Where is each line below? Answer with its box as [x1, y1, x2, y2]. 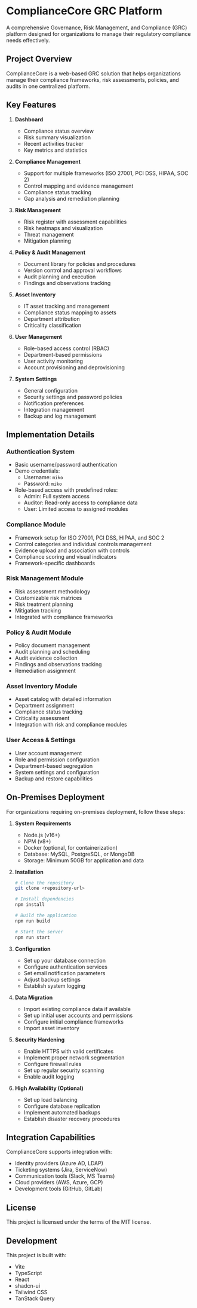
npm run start [14, 934, 50, 941]
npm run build [14, 918, 50, 924]
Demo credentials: [14, 467, 60, 474]
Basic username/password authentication [14, 461, 118, 468]
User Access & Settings [6, 736, 76, 745]
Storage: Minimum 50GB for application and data [23, 856, 144, 864]
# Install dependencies [14, 896, 75, 902]
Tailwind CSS [14, 1288, 48, 1295]
